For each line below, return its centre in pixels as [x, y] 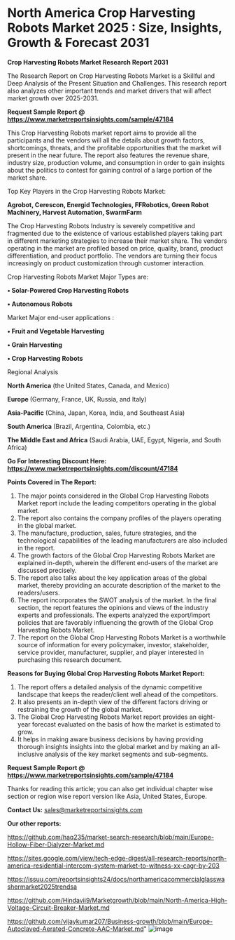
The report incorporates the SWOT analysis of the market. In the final [117, 600]
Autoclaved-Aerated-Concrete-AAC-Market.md [76, 929]
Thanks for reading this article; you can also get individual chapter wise [110, 788]
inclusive [30, 754]
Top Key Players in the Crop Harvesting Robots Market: [87, 191]
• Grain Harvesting [35, 345]
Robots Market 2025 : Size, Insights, [115, 28]
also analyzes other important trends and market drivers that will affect [109, 91]
